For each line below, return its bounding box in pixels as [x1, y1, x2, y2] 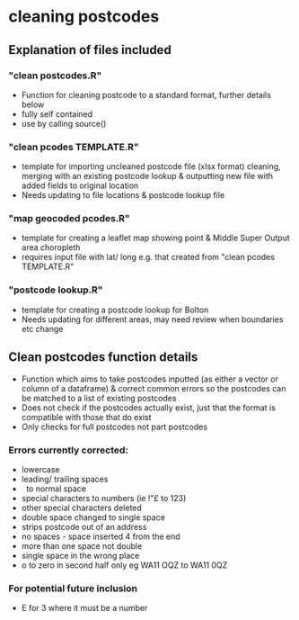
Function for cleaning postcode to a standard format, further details [21, 89, 271, 100]
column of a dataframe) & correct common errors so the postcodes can [21, 382, 286, 393]
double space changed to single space [21, 511, 165, 523]
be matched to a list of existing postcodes [21, 392, 177, 403]
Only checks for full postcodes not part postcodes [21, 421, 208, 432]
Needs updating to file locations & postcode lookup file [21, 190, 225, 201]
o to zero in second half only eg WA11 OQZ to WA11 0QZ [21, 560, 228, 571]
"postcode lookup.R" [8, 283, 103, 296]
